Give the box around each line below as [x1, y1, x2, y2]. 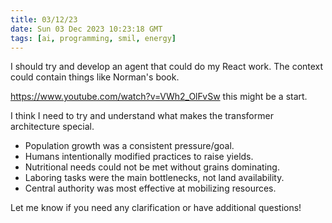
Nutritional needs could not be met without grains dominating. [24, 161, 280, 173]
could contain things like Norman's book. [10, 71, 180, 83]
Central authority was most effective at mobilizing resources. [24, 182, 277, 195]
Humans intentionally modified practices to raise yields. [24, 151, 254, 163]
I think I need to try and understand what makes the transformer [10, 110, 274, 122]
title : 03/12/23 [10, 14, 78, 25]
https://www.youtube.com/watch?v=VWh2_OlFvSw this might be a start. [10, 91, 308, 103]
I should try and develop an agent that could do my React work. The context [10, 61, 324, 73]
